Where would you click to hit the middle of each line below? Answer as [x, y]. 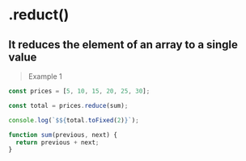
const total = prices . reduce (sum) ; [68, 105]
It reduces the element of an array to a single [123, 45]
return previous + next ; [57, 142]
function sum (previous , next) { [63, 134]
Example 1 [45, 76]
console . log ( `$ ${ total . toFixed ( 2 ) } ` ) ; [74, 120]
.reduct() [39, 15]
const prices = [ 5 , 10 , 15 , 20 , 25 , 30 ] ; [79, 91]
